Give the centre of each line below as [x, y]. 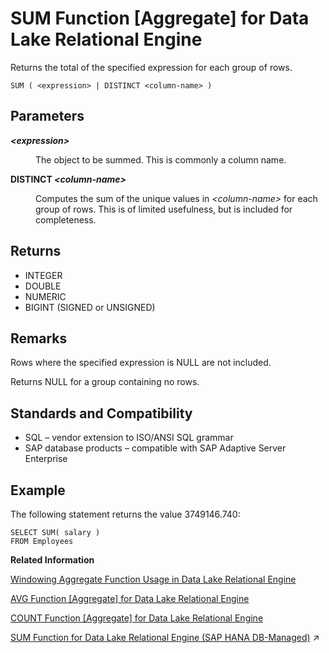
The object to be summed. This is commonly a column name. [161, 159]
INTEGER [43, 275]
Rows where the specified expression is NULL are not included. [141, 363]
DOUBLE [43, 286]
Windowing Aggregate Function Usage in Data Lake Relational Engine [153, 579]
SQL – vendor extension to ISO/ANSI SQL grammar [129, 438]
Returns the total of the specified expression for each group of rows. [151, 67]
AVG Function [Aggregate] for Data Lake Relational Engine [130, 598]
